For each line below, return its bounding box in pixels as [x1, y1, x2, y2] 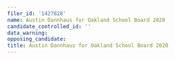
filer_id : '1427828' [7, 10, 67, 17]
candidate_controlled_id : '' [7, 23, 91, 30]
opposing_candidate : [7, 36, 67, 43]
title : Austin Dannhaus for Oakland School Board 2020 [7, 42, 169, 49]
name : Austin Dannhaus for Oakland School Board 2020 [7, 17, 166, 23]
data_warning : [7, 29, 48, 37]
